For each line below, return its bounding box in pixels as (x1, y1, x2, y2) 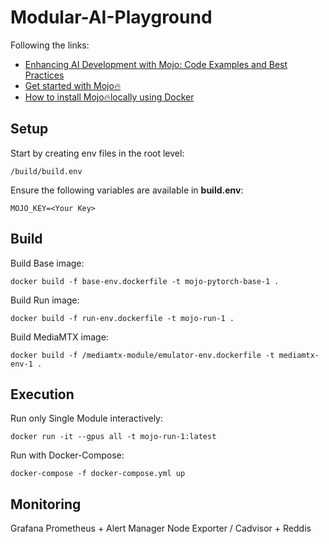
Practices (24, 69, 65, 81)
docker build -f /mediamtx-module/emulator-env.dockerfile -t (10, 350, 275, 360)
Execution (10, 386, 75, 403)
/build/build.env (10, 166, 83, 176)
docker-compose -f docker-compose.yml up (10, 469, 186, 479)
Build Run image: (10, 294, 80, 306)
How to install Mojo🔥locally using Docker (24, 91, 195, 103)
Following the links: (10, 39, 90, 51)
